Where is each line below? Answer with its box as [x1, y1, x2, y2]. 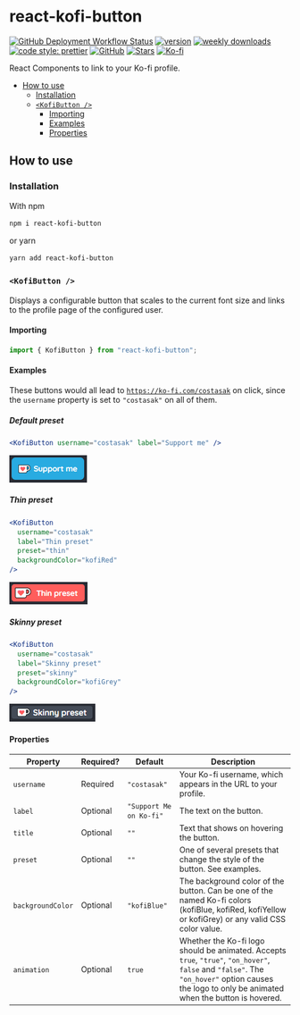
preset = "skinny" [17, 668, 78, 677]
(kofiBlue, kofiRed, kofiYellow [179, 904, 287, 915]
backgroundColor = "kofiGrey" [17, 677, 122, 687]
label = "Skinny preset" [17, 658, 102, 667]
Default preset [9, 415, 64, 425]
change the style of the [179, 853, 265, 864]
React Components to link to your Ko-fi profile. [9, 63, 180, 73]
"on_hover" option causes [179, 974, 274, 985]
